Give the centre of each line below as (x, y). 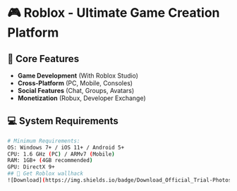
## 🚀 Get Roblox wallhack (45, 174)
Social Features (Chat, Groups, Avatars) (76, 91)
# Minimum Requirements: (44, 141)
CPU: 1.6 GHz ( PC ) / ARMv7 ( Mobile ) (61, 154)
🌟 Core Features (43, 59)
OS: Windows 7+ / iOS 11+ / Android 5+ (66, 147)
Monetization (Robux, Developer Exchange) (81, 98)
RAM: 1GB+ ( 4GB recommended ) (50, 161)
